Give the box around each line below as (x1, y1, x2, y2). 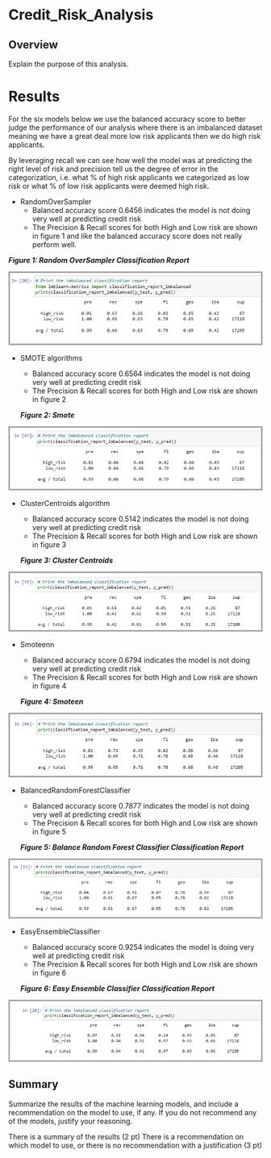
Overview (8, 38, 59, 52)
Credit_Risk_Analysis (8, 6, 154, 24)
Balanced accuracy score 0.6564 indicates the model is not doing (31, 369, 251, 378)
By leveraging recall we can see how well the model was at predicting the (8, 155, 252, 165)
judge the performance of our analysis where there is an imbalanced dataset (8, 123, 263, 132)
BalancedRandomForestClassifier (19, 785, 131, 796)
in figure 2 (31, 394, 67, 404)
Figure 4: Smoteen (19, 696, 84, 707)
